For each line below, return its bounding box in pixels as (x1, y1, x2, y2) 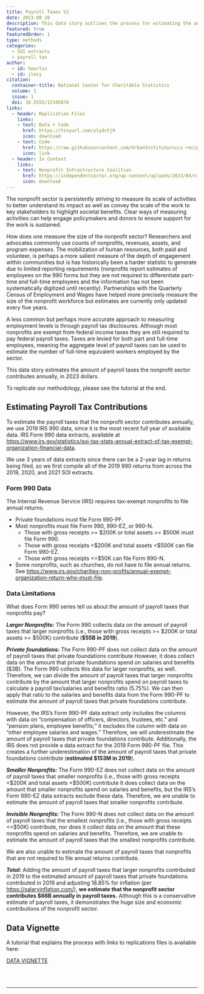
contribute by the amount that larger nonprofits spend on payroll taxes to (6, 678, 188, 686)
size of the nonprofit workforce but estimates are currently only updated (6, 297, 187, 305)
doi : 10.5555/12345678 (12, 99, 69, 105)
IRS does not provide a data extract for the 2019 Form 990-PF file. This (6, 742, 184, 749)
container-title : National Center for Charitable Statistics (12, 83, 170, 89)
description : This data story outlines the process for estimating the (6, 20, 191, 26)
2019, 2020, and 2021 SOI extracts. (6, 469, 94, 476)
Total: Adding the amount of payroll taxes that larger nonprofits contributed (6, 866, 195, 874)
